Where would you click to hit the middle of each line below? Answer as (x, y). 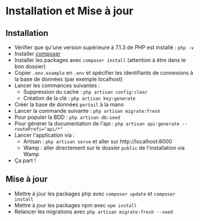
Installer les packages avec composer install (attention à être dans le (100, 60)
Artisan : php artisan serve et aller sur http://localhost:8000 (98, 141)
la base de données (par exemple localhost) (69, 79)
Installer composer (37, 54)
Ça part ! (25, 160)
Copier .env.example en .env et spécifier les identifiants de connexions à (104, 73)
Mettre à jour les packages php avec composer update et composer (95, 194)
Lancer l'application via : (45, 135)
